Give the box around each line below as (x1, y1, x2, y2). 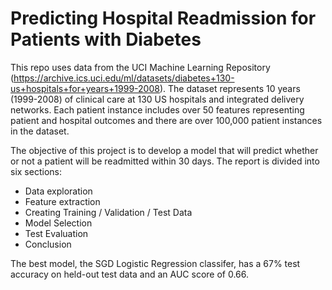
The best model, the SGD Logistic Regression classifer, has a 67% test (10, 257, 301, 269)
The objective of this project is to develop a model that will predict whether (10, 144, 319, 156)
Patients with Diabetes (10, 28, 202, 51)
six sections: (10, 165, 62, 177)
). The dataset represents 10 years (159, 82, 301, 94)
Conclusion (24, 238, 72, 250)
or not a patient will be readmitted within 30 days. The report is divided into (10, 155, 320, 167)
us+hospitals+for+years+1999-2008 (10, 82, 160, 94)
